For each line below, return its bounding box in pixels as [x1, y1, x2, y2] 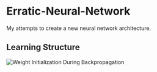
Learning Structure [6, 42, 81, 52]
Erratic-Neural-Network [6, 4, 131, 18]
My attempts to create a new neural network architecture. [6, 24, 152, 32]
